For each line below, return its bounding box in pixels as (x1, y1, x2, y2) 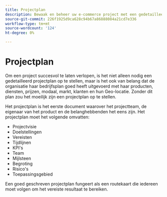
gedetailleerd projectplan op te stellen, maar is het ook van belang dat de (5, 78, 155, 84)
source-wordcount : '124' (5, 26, 57, 31)
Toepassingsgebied (12, 171, 53, 177)
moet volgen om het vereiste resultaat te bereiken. (5, 186, 108, 192)
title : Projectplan (5, 7, 46, 12)
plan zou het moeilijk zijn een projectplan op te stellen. (5, 94, 117, 99)
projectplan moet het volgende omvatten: (5, 114, 90, 120)
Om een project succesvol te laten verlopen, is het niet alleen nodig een (5, 73, 152, 79)
